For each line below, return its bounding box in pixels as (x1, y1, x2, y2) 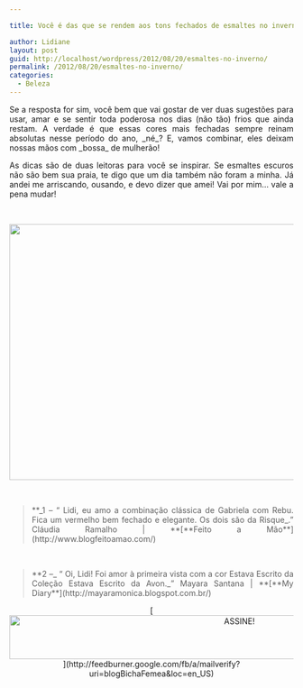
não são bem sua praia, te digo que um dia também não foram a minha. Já (9, 169, 294, 180)
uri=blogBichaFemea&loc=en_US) (88, 668, 215, 679)
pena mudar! (9, 188, 57, 199)
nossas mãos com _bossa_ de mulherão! (9, 142, 161, 153)
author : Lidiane (9, 37, 70, 46)
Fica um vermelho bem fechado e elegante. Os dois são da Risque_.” (31, 514, 294, 525)
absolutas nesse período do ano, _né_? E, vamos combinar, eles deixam (9, 133, 294, 143)
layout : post (9, 46, 59, 55)
